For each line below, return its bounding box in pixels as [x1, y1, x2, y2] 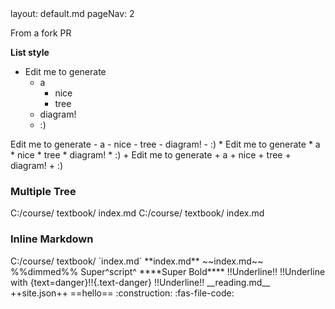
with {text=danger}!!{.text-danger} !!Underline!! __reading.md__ [10, 276, 271, 288]
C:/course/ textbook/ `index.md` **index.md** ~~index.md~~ [10, 255, 264, 267]
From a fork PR [10, 27, 72, 39]
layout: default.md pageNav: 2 [10, 8, 135, 19]
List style [10, 47, 50, 58]
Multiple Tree [10, 184, 77, 198]
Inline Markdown [10, 232, 94, 246]
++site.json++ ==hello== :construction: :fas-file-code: [10, 287, 235, 299]
